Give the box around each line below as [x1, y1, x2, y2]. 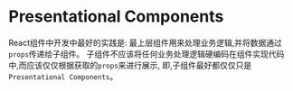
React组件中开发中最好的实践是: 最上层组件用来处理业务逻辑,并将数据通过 [8, 37, 282, 48]
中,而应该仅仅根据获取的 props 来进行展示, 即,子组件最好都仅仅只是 [8, 59, 252, 70]
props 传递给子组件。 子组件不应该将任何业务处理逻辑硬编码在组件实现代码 [8, 48, 285, 59]
